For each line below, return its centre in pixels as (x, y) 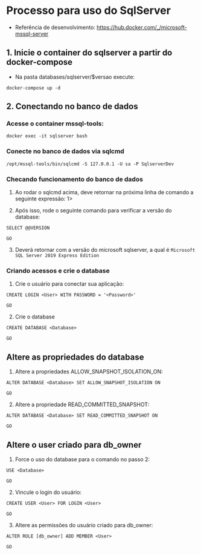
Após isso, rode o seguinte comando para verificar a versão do (93, 211)
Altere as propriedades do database (75, 357)
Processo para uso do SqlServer (88, 11)
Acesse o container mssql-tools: (55, 123)
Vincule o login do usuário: (48, 492)
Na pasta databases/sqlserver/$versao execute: (75, 77)
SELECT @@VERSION (28, 228)
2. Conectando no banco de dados (72, 107)
